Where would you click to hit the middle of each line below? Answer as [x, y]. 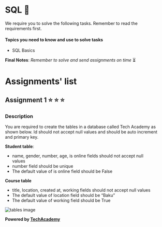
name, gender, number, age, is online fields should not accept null [78, 156]
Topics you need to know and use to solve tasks [54, 40]
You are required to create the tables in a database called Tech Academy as [81, 127]
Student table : [20, 146]
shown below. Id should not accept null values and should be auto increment [81, 132]
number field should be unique [43, 166]
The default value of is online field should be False [62, 171]
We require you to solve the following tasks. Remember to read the [71, 23]
